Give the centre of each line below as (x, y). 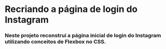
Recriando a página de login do (71, 9)
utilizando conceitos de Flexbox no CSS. (55, 42)
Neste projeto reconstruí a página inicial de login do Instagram (83, 35)
